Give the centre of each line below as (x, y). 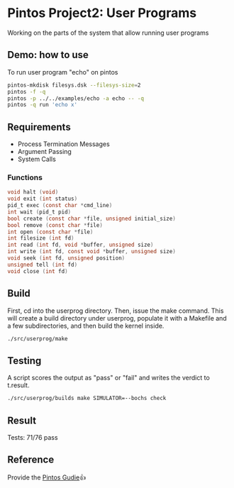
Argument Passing (45, 152)
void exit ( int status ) (43, 199)
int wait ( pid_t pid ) (39, 212)
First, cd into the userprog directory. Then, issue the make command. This (116, 311)
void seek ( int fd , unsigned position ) (66, 258)
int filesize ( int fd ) (41, 238)
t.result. (18, 385)
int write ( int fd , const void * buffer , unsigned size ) (91, 252)
